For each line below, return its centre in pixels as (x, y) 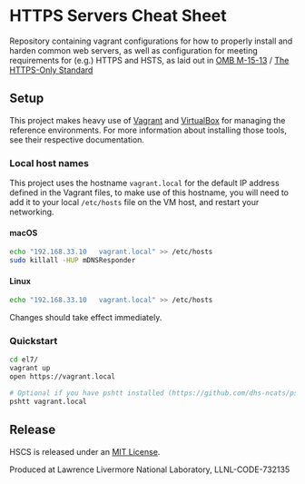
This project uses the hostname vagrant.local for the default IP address (144, 183)
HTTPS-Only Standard (51, 70)
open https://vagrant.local (63, 377)
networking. (32, 212)
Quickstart (34, 341)
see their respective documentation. (77, 139)
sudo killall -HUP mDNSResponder (73, 261)
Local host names (49, 163)
